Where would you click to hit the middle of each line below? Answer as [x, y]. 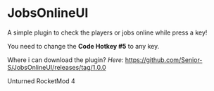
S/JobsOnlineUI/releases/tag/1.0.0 [57, 67]
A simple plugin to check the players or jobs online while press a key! [107, 32]
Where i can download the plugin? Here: [65, 60]
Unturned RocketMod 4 [41, 81]
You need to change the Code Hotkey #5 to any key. [83, 46]
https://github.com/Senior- [164, 60]
